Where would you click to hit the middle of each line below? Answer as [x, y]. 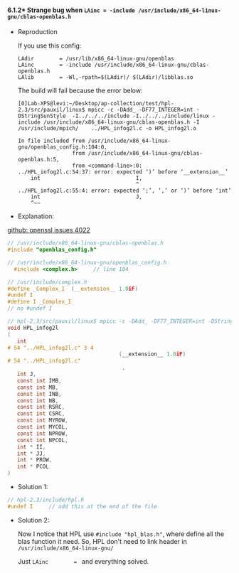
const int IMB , [39, 380]
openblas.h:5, [38, 160]
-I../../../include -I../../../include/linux [141, 116]
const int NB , [38, 401]
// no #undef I [30, 309]
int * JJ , [31, 454]
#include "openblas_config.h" [52, 250]
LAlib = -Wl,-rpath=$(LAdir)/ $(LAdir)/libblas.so [105, 77]
